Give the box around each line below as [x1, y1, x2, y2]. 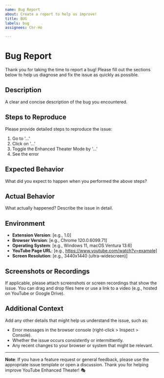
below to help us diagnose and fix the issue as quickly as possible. [5, 72, 139, 78]
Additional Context [5, 304, 63, 313]
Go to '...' [12, 135, 30, 141]
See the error [12, 151, 39, 157]
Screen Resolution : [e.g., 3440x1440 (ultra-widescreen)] [12, 253, 128, 259]
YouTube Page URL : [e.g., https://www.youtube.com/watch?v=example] [12, 248, 158, 254]
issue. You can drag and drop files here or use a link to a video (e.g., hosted [5, 285, 157, 291]
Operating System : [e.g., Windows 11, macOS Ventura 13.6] [12, 242, 132, 249]
